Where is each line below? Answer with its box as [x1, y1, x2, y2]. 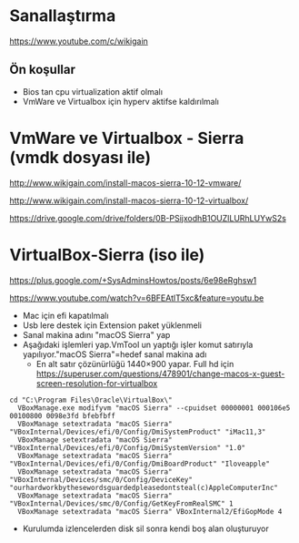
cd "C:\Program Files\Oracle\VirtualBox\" [9, 395, 173, 405]
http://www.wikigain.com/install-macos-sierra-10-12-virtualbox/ [9, 195, 249, 206]
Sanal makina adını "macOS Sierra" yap [22, 329, 171, 340]
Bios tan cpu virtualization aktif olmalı [22, 86, 164, 97]
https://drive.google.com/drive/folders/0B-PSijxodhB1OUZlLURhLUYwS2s [9, 212, 286, 223]
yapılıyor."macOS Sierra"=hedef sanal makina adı [22, 348, 207, 360]
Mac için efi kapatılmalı [22, 310, 109, 321]
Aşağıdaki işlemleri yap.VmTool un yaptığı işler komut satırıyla [22, 339, 254, 350]
